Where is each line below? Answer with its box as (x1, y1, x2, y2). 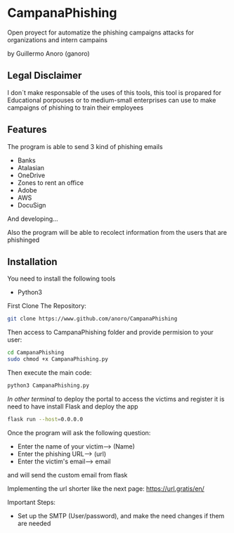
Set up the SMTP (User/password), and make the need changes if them (17, 511, 225, 520)
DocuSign (17, 200, 46, 209)
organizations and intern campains (7, 35, 108, 44)
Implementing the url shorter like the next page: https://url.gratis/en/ (7, 484, 205, 493)
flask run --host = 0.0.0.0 (7, 416, 83, 423)
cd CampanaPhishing (7, 349, 65, 357)
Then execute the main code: (7, 368, 92, 377)
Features (7, 124, 47, 136)
